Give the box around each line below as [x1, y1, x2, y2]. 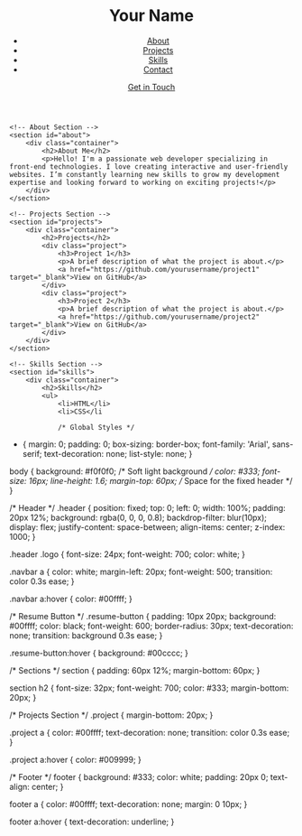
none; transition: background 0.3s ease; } [9, 629, 163, 641]
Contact [142, 64, 173, 75]
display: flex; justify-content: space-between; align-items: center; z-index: [9, 521, 286, 533]
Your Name [109, 5, 194, 26]
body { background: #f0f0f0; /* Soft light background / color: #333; [9, 466, 261, 477]
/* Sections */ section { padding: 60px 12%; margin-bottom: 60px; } [9, 664, 261, 675]
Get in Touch [127, 81, 176, 92]
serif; [22, 448, 42, 459]
